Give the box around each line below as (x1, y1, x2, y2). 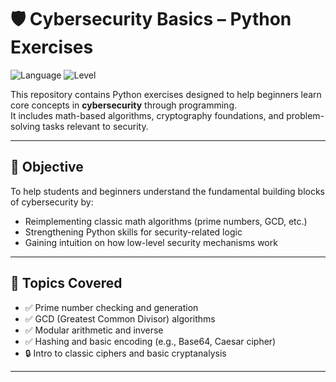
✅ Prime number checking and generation (24, 301, 199, 313)
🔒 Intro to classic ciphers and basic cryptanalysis (24, 347, 227, 359)
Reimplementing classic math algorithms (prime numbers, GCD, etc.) (24, 215, 308, 227)
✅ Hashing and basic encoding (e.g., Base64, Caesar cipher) (24, 335, 277, 347)
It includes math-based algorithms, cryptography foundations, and (10, 109, 285, 121)
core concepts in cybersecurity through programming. (10, 99, 238, 111)
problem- (286, 109, 325, 121)
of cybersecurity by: (10, 196, 94, 208)
